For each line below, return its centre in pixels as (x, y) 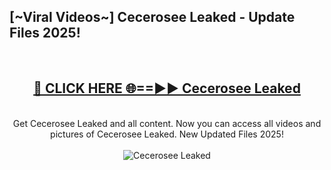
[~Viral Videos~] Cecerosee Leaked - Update (152, 17)
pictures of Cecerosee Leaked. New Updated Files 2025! (167, 134)
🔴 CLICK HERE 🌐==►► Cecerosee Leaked (167, 88)
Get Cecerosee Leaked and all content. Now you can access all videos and (167, 123)
